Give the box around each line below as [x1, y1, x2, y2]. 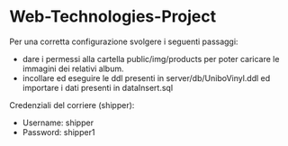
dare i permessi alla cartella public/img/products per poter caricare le [22, 53, 280, 64]
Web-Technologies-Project [9, 6, 217, 27]
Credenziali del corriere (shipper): [9, 99, 135, 110]
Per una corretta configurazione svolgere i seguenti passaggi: [9, 36, 238, 47]
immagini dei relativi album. [22, 63, 124, 74]
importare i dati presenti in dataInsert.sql [22, 82, 174, 93]
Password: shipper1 [22, 126, 95, 137]
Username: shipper [22, 117, 94, 128]
